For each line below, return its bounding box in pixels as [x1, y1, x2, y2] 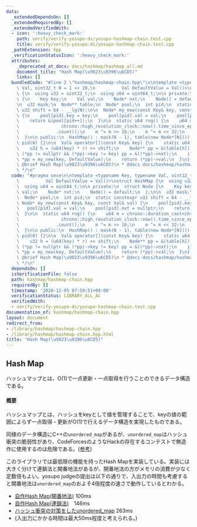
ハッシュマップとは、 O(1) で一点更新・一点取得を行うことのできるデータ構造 [6, 375, 191, 382]
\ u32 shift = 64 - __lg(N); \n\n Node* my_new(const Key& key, [16, 107, 177, 113]
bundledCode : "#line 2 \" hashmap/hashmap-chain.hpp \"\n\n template [11, 80, 177, 86]
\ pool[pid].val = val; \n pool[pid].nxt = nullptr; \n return [16, 205, 191, 212]
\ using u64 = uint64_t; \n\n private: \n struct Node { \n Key [16, 184, 182, 189]
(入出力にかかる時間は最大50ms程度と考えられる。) [14, 515, 138, 522]
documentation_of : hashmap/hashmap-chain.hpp [6, 309, 119, 315]
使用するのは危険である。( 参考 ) [16, 445, 93, 453]
